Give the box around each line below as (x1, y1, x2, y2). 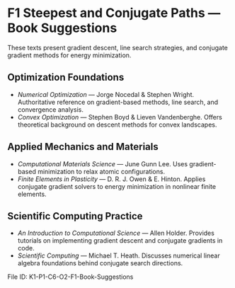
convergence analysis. (17, 105, 84, 114)
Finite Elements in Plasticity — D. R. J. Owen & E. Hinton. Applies (17, 175, 206, 183)
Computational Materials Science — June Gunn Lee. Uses (17, 159, 188, 168)
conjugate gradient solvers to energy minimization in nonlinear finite (17, 182, 217, 190)
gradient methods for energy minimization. (7, 51, 132, 59)
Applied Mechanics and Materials (7, 141, 159, 153)
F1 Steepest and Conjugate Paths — (7, 5, 221, 21)
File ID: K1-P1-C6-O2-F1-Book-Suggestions (7, 272, 134, 281)
